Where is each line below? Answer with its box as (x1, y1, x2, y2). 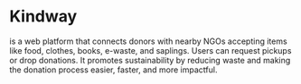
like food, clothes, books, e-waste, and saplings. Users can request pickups (9, 45, 292, 55)
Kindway (9, 6, 78, 27)
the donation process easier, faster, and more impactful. (9, 64, 218, 75)
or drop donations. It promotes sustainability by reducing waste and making (9, 55, 291, 65)
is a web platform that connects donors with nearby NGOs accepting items (9, 36, 287, 46)
